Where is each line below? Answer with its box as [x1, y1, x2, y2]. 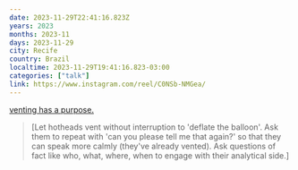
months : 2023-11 [9, 30, 70, 38]
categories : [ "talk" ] [9, 72, 90, 81]
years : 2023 [9, 21, 54, 30]
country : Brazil [9, 55, 70, 64]
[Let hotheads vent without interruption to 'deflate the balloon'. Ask [30, 122, 279, 132]
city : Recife [9, 47, 58, 55]
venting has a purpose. [9, 104, 94, 115]
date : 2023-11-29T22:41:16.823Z [9, 13, 130, 22]
